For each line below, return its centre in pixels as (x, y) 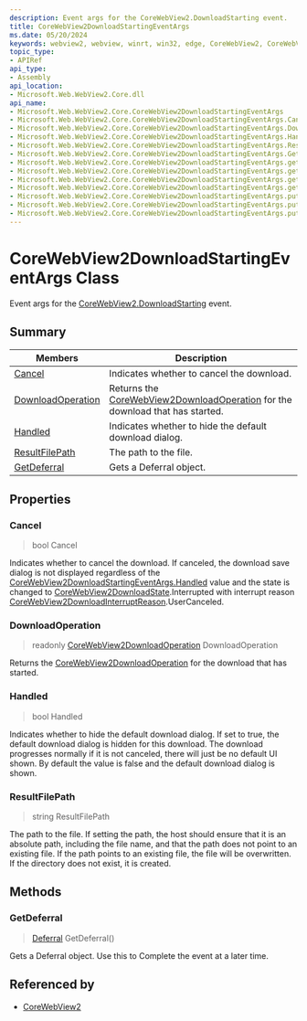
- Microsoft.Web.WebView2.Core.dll (77, 94)
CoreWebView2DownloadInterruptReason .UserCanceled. (117, 602)
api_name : (28, 103)
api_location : (37, 86)
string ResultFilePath (71, 817)
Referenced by (52, 985)
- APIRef (26, 60)
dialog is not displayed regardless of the (85, 573)
